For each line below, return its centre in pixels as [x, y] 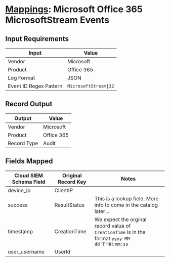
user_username [26, 251]
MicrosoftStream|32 [91, 86]
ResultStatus [69, 205]
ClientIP [64, 190]
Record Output [29, 104]
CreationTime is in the [120, 232]
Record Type [23, 143]
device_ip [19, 190]
